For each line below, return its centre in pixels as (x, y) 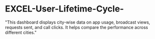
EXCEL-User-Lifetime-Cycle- (65, 9)
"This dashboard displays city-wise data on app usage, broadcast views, (77, 22)
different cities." (21, 32)
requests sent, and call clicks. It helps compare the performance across (77, 27)
